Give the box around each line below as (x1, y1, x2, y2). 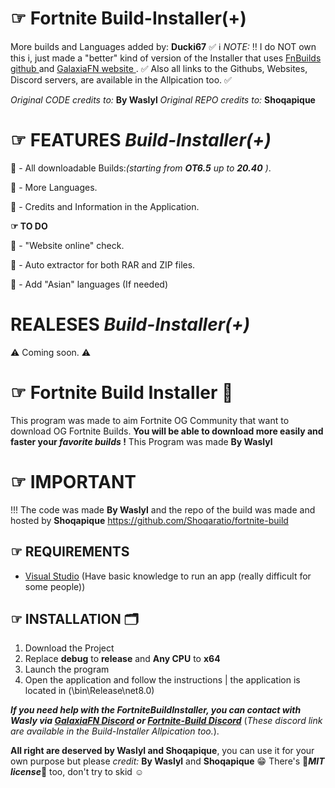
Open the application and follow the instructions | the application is (24, 674, 301, 686)
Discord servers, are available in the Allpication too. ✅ (10, 73, 232, 86)
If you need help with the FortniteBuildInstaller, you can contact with (10, 704, 302, 716)
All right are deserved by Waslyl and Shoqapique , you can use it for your (10, 745, 315, 757)
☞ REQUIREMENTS (10, 543, 130, 561)
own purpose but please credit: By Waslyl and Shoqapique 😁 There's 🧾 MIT (10, 755, 325, 767)
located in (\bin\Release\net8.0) (24, 685, 155, 697)
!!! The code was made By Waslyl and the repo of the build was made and (10, 503, 316, 516)
